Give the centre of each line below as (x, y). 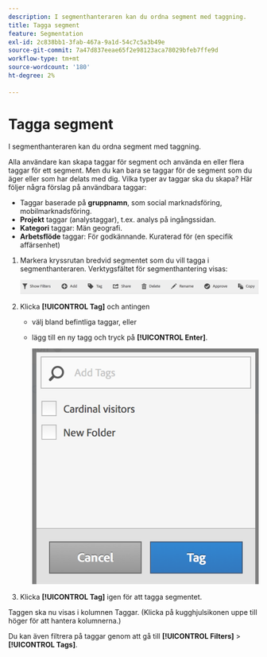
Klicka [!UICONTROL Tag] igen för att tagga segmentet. (111, 597)
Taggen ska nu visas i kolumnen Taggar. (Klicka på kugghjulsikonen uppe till (133, 612)
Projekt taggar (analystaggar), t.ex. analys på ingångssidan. (118, 220)
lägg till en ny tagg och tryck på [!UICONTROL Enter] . (120, 337)
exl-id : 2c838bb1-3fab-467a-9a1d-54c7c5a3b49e (87, 42)
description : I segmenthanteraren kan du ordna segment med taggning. (128, 17)
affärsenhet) (40, 245)
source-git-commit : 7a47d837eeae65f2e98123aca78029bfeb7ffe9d (113, 51)
